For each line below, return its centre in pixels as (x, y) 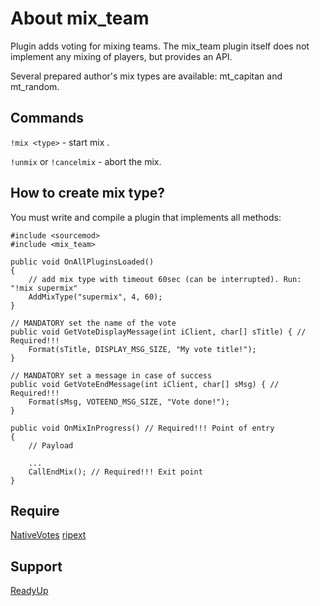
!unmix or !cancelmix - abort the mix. (86, 161)
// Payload (51, 445)
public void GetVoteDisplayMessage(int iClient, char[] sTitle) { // (158, 332)
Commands (47, 118)
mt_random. (35, 86)
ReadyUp (29, 591)
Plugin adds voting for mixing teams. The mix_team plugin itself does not (160, 46)
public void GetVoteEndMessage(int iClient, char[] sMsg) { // (145, 384)
